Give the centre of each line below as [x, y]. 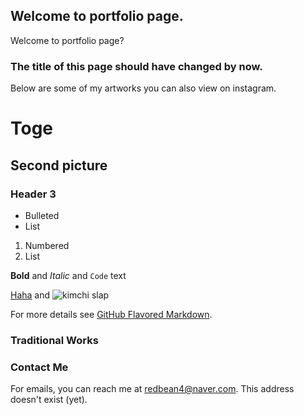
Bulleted [42, 215]
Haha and [30, 295]
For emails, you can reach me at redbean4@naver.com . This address [152, 389]
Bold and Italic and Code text [68, 275]
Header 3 [33, 194]
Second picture [59, 165]
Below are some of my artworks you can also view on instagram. [143, 88]
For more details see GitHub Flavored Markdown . [111, 314]
